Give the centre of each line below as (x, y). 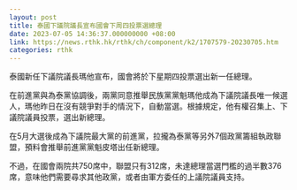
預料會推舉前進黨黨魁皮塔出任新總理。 (94, 148)
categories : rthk (41, 50)
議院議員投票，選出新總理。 (60, 118)
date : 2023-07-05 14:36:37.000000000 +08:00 (92, 34)
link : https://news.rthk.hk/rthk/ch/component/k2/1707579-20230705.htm (144, 42)
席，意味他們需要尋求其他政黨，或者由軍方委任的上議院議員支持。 (129, 177)
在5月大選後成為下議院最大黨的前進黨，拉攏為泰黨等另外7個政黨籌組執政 (141, 136)
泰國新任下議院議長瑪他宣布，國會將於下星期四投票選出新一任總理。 (133, 77)
